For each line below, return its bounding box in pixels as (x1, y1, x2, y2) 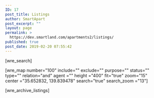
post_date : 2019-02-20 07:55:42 (5, 44, 72, 49)
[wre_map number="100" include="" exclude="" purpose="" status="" (5, 67, 150, 73)
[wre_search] (5, 57, 32, 63)
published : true (5, 40, 39, 45)
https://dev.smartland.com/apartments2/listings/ (9, 35, 114, 40)
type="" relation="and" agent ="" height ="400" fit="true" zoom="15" (5, 72, 148, 78)
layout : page (5, 26, 32, 31)
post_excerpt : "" (5, 21, 41, 26)
